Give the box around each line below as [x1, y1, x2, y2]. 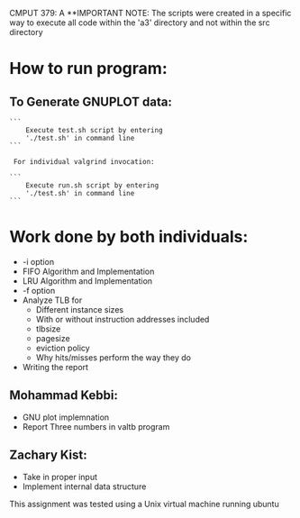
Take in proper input [22, 471, 97, 482]
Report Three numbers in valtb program [22, 421, 170, 432]
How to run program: [9, 59, 168, 79]
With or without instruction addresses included [35, 314, 210, 324]
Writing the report [22, 361, 88, 372]
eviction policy [35, 342, 90, 353]
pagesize [35, 332, 70, 343]
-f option [22, 285, 56, 295]
